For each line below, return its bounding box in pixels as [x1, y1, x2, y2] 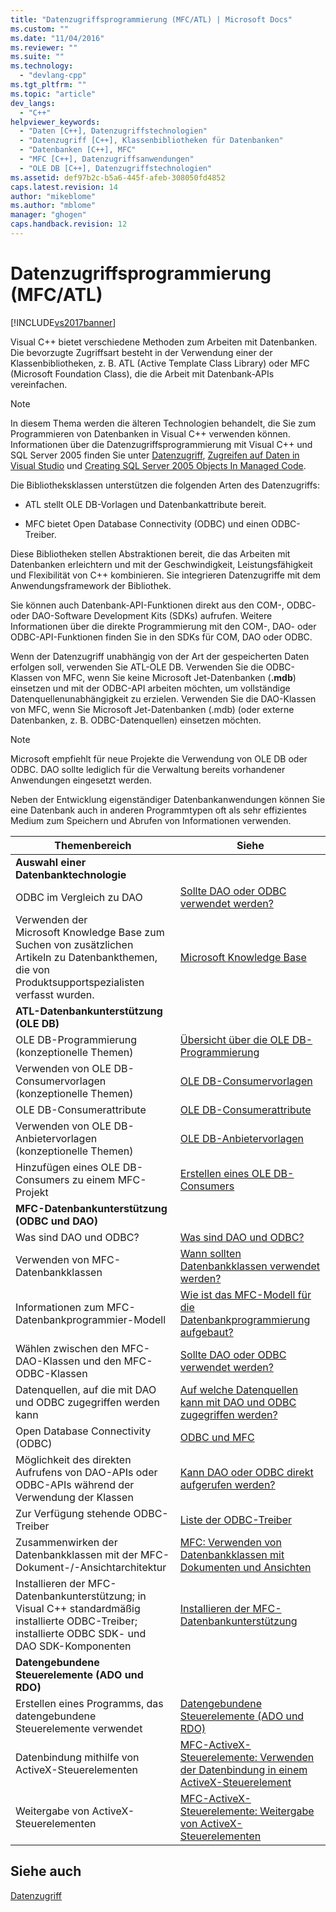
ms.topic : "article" [10, 89, 97, 99]
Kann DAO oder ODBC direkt [179, 1465, 314, 1479]
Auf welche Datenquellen [179, 1382, 299, 1396]
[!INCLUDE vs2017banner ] [10, 316, 117, 328]
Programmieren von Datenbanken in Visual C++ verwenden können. [10, 427, 291, 440]
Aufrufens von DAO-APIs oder [15, 1465, 158, 1479]
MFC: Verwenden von [179, 1535, 282, 1549]
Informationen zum [15, 1300, 105, 1314]
